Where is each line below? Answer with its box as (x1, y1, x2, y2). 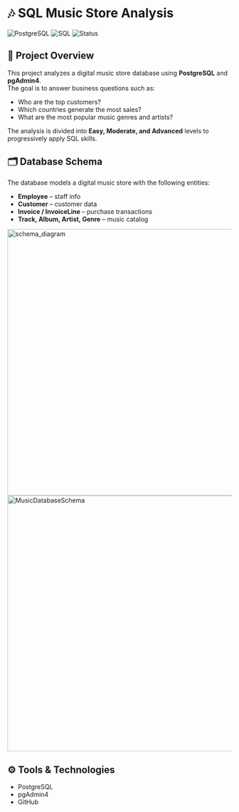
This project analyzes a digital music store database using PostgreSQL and (7, 68, 228, 77)
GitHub (17, 798, 39, 806)
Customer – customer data (17, 200, 97, 208)
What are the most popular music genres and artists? (17, 113, 174, 121)
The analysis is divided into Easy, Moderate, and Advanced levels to (7, 126, 209, 135)
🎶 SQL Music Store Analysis (7, 5, 174, 21)
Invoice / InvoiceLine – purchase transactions (17, 207, 153, 215)
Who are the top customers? (17, 98, 102, 106)
